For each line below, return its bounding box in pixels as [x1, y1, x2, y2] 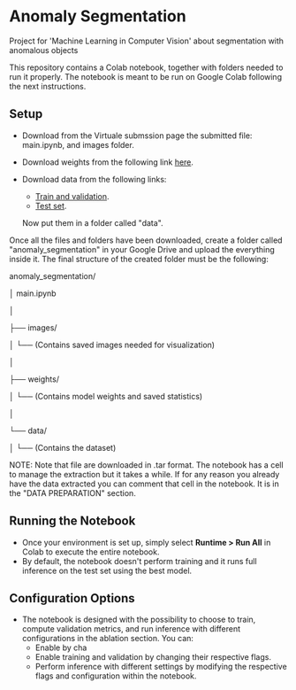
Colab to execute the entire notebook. [21, 547, 160, 557]
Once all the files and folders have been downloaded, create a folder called [9, 235, 283, 245]
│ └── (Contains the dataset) [9, 442, 117, 453]
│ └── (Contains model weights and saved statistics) [9, 391, 203, 401]
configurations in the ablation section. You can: [21, 633, 194, 644]
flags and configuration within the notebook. [34, 671, 197, 681]
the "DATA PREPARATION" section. [9, 487, 137, 498]
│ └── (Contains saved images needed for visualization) [9, 339, 215, 350]
